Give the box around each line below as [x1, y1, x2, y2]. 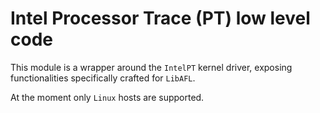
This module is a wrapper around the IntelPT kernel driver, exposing [10, 61, 293, 73]
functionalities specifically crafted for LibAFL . [10, 72, 196, 84]
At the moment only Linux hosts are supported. [10, 91, 205, 103]
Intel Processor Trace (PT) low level [10, 7, 311, 30]
